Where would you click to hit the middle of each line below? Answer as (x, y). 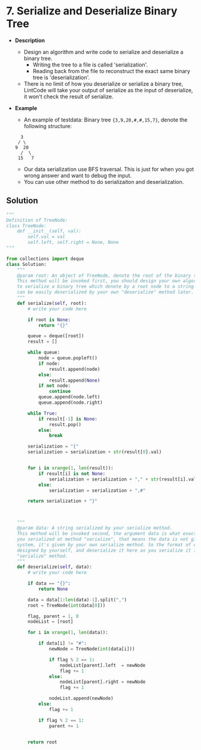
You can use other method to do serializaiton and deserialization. (104, 182)
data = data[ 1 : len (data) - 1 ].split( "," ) (77, 600)
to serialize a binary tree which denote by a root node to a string (106, 287)
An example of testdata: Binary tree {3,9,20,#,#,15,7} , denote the (106, 120)
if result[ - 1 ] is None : (68, 419)
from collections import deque (45, 259)
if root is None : (49, 320)
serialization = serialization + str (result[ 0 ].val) (95, 452)
